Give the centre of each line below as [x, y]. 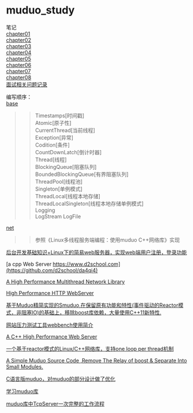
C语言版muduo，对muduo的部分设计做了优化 [61, 378]
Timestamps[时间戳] [60, 116]
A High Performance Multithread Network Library [65, 282]
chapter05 [18, 59]
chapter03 [19, 46]
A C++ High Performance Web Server [52, 336]
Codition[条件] [53, 145]
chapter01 [18, 33]
